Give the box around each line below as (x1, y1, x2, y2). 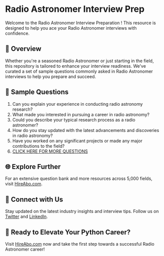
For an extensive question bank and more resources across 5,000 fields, (5, 175, 153, 181)
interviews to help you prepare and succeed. (5, 73, 96, 80)
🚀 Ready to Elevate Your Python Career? (5, 228, 131, 236)
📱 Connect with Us (5, 195, 63, 204)
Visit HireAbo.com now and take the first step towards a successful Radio (5, 241, 155, 247)
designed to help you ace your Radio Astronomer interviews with (5, 25, 137, 31)
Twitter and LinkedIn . (5, 213, 48, 219)
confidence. (5, 30, 30, 36)
